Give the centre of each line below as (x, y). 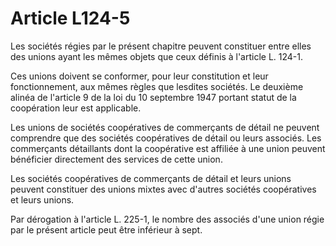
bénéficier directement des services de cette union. (116, 159)
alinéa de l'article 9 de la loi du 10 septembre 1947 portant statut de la (153, 97)
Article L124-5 (70, 18)
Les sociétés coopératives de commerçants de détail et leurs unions (151, 178)
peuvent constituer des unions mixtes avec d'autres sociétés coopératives (163, 189)
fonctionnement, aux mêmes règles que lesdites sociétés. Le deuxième (157, 86)
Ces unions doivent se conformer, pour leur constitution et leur (139, 76)
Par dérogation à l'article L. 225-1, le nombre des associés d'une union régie (167, 219)
